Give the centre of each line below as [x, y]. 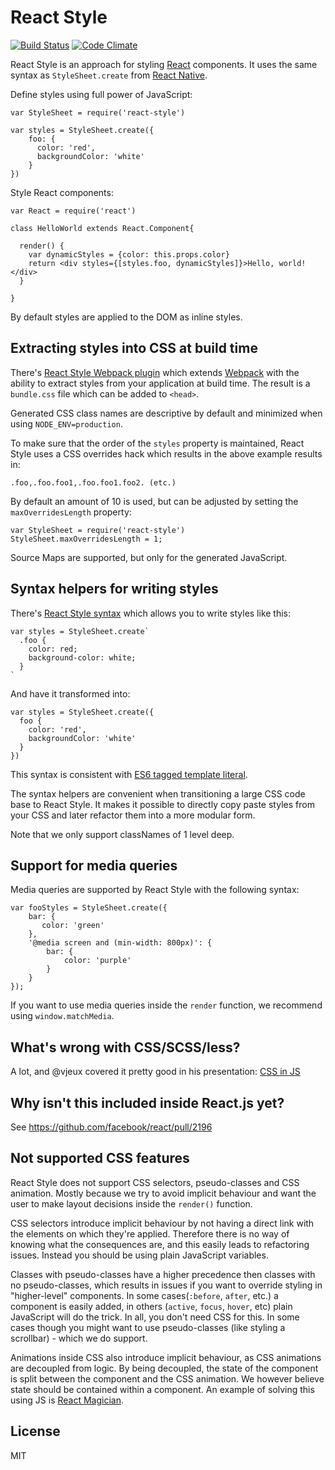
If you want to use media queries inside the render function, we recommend [166, 1005]
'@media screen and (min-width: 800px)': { [120, 943]
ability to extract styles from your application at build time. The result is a [160, 383]
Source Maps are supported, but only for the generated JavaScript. [149, 557]
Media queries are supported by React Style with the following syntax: [155, 890]
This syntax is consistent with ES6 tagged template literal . [129, 774]
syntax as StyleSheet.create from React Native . [109, 75]
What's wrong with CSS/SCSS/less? [125, 1047]
